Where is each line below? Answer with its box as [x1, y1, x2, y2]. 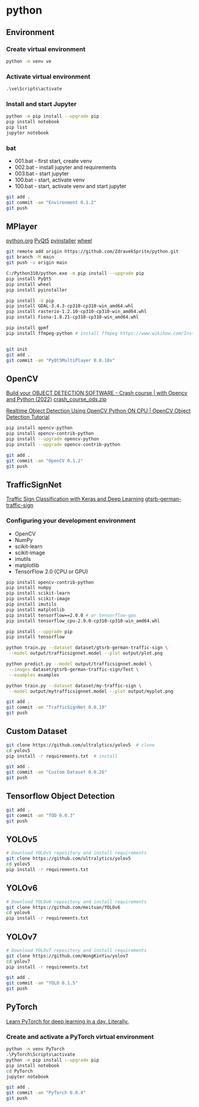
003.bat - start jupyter [14, 170, 69, 177]
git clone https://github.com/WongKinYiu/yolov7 [6, 953, 129, 959]
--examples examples [8, 672, 60, 678]
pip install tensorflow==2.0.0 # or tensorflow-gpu [6, 612, 136, 618]
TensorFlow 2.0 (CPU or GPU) [14, 567, 88, 575]
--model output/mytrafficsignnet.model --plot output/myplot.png [8, 688, 174, 694]
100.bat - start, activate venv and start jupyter [14, 183, 127, 190]
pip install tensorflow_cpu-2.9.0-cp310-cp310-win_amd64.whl [6, 618, 161, 624]
